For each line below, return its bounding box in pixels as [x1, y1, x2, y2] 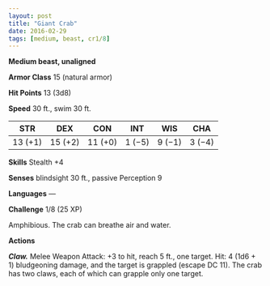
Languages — [8, 189, 57, 198]
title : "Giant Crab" [8, 19, 78, 28]
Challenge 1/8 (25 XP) [8, 204, 82, 215]
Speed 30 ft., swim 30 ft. [8, 104, 91, 113]
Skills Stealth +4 [8, 157, 64, 167]
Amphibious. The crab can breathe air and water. [8, 220, 171, 230]
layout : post [8, 11, 53, 20]
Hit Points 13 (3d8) [8, 88, 71, 98]
